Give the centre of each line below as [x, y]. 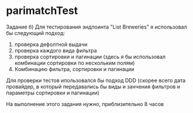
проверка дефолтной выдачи [51, 44]
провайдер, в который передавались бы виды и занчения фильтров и [93, 86]
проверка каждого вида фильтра [56, 50]
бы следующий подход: [36, 33]
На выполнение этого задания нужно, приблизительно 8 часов [85, 104]
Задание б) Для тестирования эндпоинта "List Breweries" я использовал [96, 27]
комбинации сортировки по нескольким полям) [75, 63]
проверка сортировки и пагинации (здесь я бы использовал [90, 57]
